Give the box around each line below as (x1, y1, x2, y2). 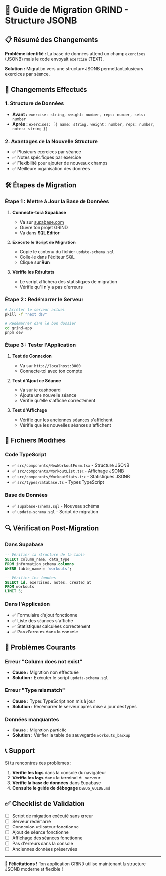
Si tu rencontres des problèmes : (5, 760, 72, 766)
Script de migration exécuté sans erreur (12, 813, 93, 819)
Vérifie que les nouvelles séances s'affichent (19, 422, 111, 428)
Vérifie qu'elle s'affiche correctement (19, 397, 96, 403)
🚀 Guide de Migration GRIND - (5, 4, 129, 16)
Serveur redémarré (12, 818, 51, 824)
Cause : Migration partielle (12, 727, 67, 733)
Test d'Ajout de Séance (12, 377, 61, 383)
